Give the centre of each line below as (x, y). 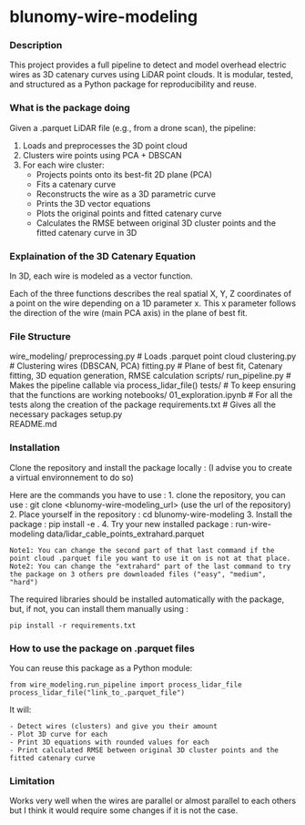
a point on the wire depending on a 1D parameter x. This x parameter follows (153, 303)
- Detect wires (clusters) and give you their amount (114, 726)
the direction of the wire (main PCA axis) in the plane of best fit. (128, 313)
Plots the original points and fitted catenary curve (129, 213)
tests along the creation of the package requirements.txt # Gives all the (142, 405)
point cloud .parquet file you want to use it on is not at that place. (150, 558)
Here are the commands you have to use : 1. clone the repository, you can (147, 494)
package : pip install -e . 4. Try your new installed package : (122, 524)
